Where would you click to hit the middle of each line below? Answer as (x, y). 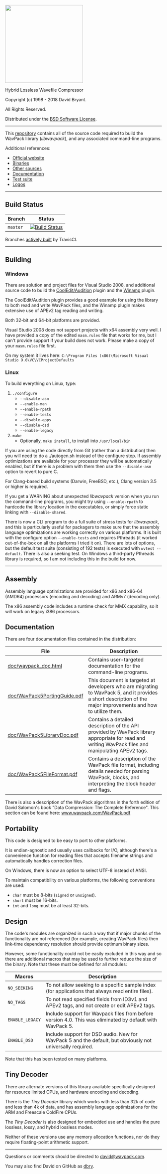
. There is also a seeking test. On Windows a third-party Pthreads (87, 553)
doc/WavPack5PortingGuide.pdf (45, 696)
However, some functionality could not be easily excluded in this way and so (83, 954)
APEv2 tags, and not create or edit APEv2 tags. (100, 1006)
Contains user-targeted (116, 660)
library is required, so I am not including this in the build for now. (71, 559)
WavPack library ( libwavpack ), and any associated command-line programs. (83, 139)
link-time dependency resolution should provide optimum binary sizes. (77, 944)
